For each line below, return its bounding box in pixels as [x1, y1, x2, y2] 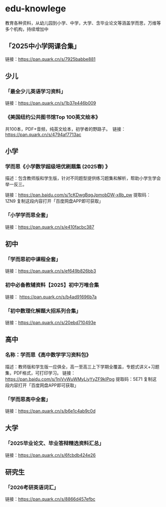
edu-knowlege [5, 3, 66, 14]
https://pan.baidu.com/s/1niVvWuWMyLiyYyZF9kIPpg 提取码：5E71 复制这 [5, 376, 157, 382]
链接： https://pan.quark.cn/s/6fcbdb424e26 [5, 452, 96, 458]
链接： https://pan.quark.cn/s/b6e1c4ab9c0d [5, 408, 96, 414]
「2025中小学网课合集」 [5, 42, 81, 50]
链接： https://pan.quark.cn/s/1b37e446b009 [5, 100, 96, 106]
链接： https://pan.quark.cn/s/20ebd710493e [5, 320, 96, 325]
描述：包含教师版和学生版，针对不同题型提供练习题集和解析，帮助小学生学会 [5, 175, 161, 181]
